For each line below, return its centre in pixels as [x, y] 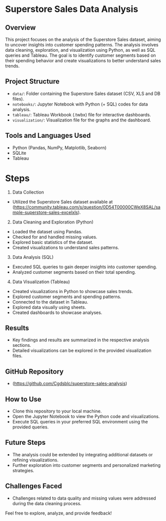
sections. [22, 345]
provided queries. [30, 427]
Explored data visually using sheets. [49, 307]
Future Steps [25, 443]
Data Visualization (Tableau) [41, 282]
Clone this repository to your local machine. [57, 411]
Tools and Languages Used [48, 136]
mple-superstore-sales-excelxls [45, 212]
